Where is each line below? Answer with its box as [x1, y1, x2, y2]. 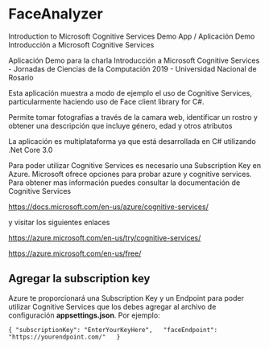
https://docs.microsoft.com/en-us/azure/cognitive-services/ [8, 202, 209, 211]
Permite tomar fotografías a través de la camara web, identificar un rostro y [8, 112, 258, 121]
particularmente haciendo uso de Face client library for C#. [8, 96, 205, 106]
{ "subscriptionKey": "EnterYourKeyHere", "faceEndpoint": [8, 326, 218, 334]
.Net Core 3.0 [8, 145, 53, 154]
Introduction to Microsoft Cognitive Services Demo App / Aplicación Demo [8, 31, 255, 41]
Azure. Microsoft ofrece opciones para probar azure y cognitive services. [8, 169, 252, 179]
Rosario [8, 72, 34, 82]
